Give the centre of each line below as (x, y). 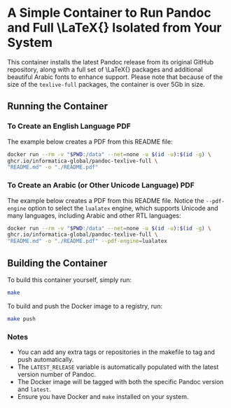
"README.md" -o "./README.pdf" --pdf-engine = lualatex (87, 241)
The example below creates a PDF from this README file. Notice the (106, 200)
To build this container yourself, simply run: (69, 280)
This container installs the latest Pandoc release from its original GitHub (111, 62)
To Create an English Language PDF (69, 126)
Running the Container (58, 106)
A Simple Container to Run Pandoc (109, 13)
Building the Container (57, 263)
